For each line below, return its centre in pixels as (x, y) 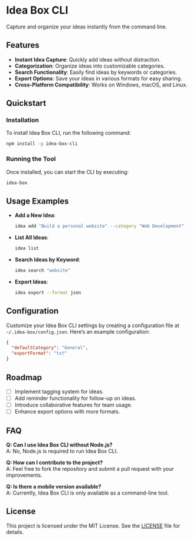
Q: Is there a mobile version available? (54, 486)
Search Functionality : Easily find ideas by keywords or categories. (96, 72)
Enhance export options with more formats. (67, 412)
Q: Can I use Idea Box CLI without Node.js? (59, 445)
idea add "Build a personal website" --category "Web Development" (99, 226)
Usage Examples (37, 201)
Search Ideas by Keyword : (48, 260)
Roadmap (24, 377)
